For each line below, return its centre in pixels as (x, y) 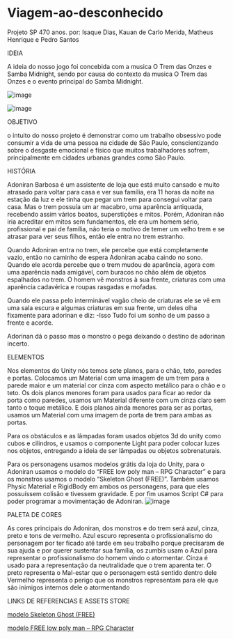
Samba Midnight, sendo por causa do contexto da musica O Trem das (107, 74)
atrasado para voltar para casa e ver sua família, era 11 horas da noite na (111, 192)
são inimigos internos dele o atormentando (69, 587)
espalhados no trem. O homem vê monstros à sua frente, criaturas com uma (116, 279)
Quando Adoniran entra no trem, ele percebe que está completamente (108, 249)
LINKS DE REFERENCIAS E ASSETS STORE (69, 601)
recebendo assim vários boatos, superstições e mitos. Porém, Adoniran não (116, 214)
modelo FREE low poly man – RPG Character (71, 628)
